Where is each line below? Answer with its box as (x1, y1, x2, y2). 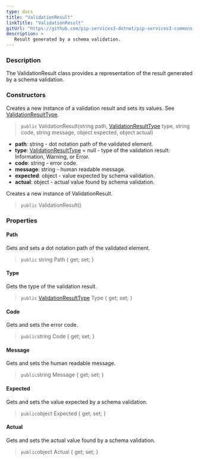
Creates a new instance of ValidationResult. (6, 190, 113, 197)
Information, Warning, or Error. (14, 153, 90, 160)
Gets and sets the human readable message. (6, 360, 116, 367)
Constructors (6, 91, 46, 99)
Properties (6, 216, 37, 224)
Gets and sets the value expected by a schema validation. (6, 398, 148, 406)
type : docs (6, 8, 33, 15)
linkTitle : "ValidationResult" (6, 20, 84, 26)
